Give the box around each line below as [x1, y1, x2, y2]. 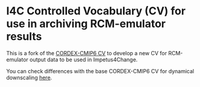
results [6, 30, 42, 43]
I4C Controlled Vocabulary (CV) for [6, 4, 186, 18]
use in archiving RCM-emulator [6, 17, 166, 31]
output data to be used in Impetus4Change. [30, 56, 138, 63]
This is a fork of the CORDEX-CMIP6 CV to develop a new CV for [6, 49, 167, 56]
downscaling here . [6, 74, 52, 81]
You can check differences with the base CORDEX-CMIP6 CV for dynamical [6, 67, 195, 74]
